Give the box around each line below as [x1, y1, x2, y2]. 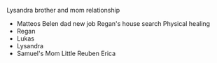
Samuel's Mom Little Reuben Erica [16, 49, 116, 57]
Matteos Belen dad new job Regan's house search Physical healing [16, 20, 211, 27]
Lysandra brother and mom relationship [6, 6, 120, 14]
